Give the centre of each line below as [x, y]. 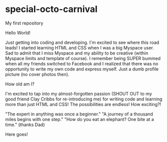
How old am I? [20, 84]
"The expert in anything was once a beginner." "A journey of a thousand [79, 114]
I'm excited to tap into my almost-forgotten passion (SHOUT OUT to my [79, 93]
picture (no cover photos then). [37, 74]
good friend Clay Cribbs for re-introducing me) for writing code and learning [84, 99]
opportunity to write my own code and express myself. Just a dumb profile [82, 69]
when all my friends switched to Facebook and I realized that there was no [82, 63]
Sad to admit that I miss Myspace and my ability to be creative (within [77, 53]
